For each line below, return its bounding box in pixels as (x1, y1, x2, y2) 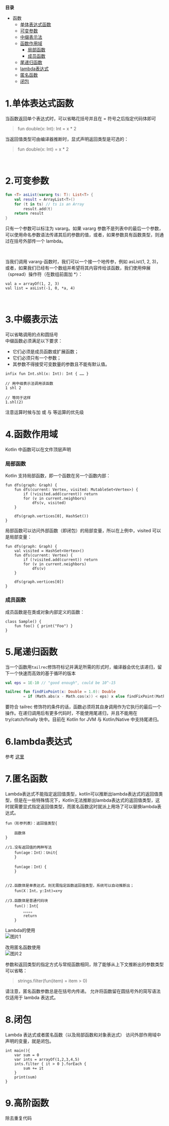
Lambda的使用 (5, 927, 36, 934)
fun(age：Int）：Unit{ (14, 850, 58, 855)
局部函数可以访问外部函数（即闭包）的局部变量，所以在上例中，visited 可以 (5, 527, 161, 534)
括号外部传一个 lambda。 (14, 238, 66, 244)
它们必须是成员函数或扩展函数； (12, 349, 79, 355)
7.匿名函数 (5, 773, 48, 785)
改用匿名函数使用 (5, 944, 41, 951)
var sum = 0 (14, 1052, 39, 1057)
